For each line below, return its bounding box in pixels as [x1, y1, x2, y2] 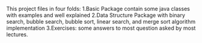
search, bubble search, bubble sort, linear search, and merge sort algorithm [6, 18, 196, 25]
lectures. [6, 31, 29, 38]
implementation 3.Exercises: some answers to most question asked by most [6, 24, 196, 31]
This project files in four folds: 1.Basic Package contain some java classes [6, 5, 190, 12]
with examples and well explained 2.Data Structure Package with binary [6, 12, 186, 19]
